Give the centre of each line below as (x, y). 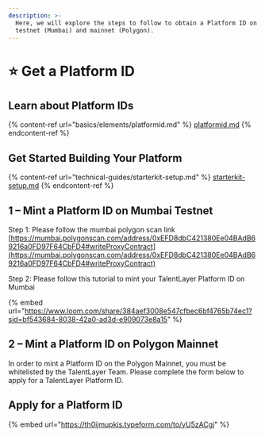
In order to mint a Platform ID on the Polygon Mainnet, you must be (117, 363)
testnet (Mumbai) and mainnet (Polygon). (85, 30)
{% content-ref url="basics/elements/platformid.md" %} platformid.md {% (130, 125)
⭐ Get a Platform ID (71, 71)
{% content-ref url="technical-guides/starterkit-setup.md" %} (110, 177)
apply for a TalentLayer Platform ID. (66, 380)
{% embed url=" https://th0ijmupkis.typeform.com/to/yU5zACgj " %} (119, 424)
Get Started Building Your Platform (95, 158)
